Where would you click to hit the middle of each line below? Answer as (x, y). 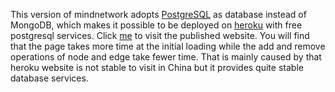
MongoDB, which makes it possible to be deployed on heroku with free (156, 25)
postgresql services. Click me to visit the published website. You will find (160, 35)
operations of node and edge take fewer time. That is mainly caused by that (166, 57)
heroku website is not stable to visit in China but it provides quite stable (157, 67)
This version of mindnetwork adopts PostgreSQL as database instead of (158, 14)
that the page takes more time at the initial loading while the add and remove (168, 46)
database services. (49, 78)
